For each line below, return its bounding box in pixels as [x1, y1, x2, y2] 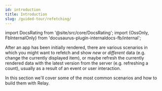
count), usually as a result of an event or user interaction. [5, 65, 121, 71]
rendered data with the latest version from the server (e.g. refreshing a [5, 60, 149, 66]
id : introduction [5, 7, 41, 12]
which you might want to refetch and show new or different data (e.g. [5, 50, 146, 56]
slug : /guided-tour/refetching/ [5, 16, 71, 21]
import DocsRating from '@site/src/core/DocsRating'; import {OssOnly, [5, 30, 149, 36]
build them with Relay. [5, 80, 50, 86]
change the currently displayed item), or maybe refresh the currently [5, 55, 144, 61]
